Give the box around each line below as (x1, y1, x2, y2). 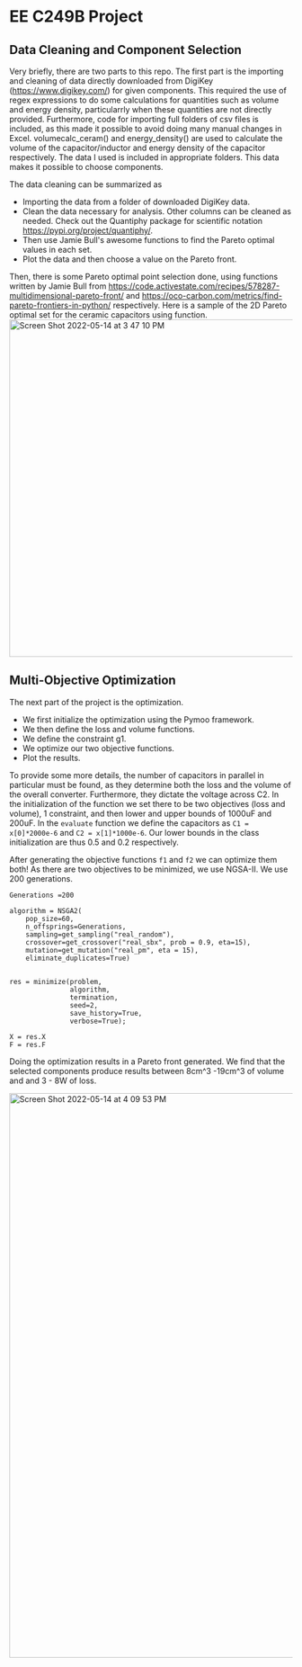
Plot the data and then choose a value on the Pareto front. (22, 254, 237, 264)
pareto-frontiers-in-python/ (9, 300, 111, 310)
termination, (69, 992, 119, 1002)
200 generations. (9, 873, 74, 883)
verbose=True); (69, 1017, 127, 1026)
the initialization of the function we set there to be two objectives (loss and (9, 798, 286, 809)
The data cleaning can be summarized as (9, 179, 163, 190)
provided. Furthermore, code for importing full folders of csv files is (9, 114, 259, 124)
